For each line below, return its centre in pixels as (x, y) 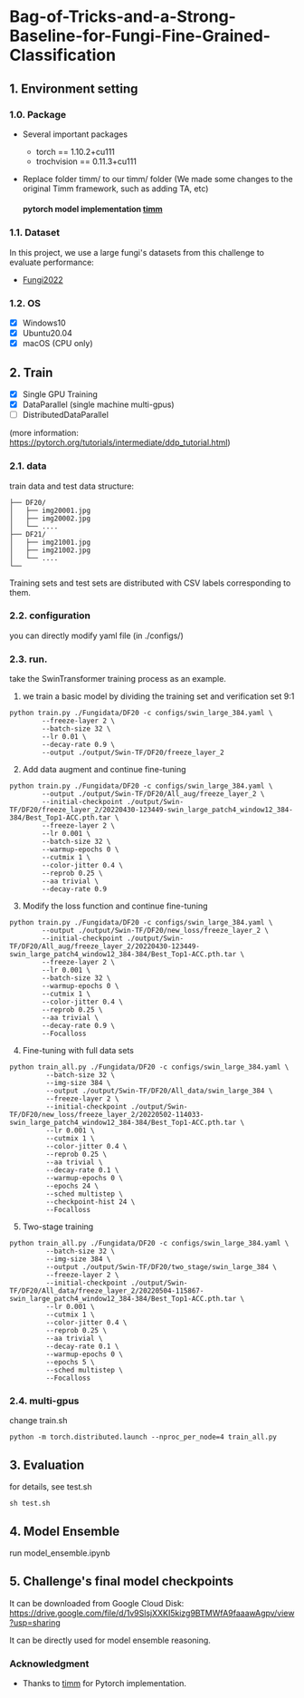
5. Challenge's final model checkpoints (121, 1582)
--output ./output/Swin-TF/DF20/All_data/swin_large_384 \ (159, 1091)
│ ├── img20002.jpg (50, 519)
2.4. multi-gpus (44, 1401)
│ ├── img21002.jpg (50, 550)
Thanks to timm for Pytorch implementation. (104, 1683)
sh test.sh (30, 1504)
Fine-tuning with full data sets (78, 1051)
